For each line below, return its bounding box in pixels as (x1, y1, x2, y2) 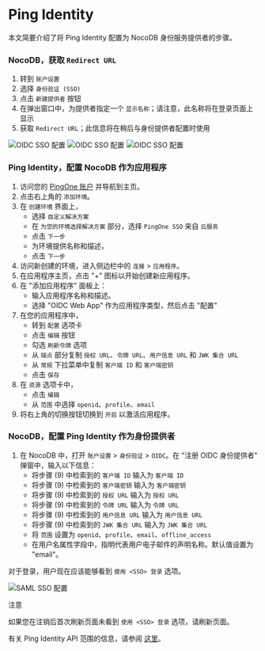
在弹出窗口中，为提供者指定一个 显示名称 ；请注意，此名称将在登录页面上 (19, 104, 254, 113)
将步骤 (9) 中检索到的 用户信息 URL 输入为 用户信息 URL (31, 509, 203, 520)
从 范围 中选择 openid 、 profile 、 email (31, 399, 156, 409)
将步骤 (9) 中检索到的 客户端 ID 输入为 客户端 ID (31, 470, 184, 480)
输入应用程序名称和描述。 (31, 291, 115, 300)
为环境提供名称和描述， (31, 241, 108, 250)
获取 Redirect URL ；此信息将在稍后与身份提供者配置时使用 (19, 124, 210, 133)
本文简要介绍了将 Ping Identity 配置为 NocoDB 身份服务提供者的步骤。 (8, 32, 237, 42)
